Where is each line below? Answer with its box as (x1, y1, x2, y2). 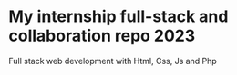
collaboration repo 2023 (8, 25, 196, 46)
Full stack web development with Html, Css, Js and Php (8, 55, 218, 66)
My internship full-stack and (8, 6, 229, 27)
